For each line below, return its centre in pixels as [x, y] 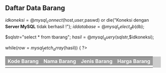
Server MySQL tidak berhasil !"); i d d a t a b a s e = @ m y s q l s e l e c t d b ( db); [75, 27]
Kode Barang [23, 61]
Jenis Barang [97, 61]
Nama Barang [60, 61]
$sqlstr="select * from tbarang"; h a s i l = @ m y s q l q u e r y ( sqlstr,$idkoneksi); [80, 38]
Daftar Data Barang [35, 8]
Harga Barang [134, 61]
